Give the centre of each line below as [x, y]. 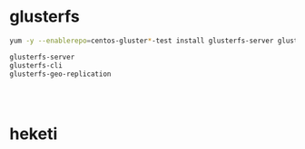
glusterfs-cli [36, 65]
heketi [34, 134]
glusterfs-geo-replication [60, 74]
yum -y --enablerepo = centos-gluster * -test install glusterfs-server [142, 41]
